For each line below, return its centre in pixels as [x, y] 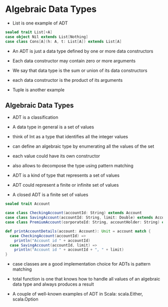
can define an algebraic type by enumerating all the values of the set [83, 146]
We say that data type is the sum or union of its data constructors [80, 70]
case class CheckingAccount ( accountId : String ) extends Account [73, 213]
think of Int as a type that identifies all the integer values [70, 137]
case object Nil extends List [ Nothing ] [47, 37]
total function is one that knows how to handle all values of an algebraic [86, 279]
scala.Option [25, 299]
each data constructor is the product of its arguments [67, 80]
